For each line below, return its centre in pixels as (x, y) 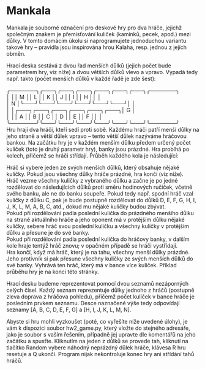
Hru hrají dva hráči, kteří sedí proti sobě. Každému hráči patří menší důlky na (103, 129)
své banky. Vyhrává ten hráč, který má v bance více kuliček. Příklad (91, 265)
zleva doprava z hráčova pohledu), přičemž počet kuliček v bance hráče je (100, 296)
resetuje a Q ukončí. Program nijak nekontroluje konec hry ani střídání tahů (100, 354)
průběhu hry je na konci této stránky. (53, 272)
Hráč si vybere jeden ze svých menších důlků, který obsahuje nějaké (93, 167)
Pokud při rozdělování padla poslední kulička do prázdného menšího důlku (100, 213)
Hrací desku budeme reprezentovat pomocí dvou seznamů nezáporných (98, 283)
